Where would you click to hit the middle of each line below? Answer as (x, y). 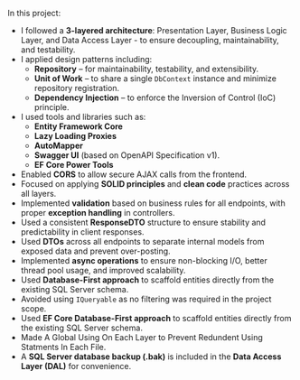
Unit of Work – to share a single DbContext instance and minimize (155, 79)
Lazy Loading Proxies (75, 136)
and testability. (48, 50)
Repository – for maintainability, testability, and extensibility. (146, 69)
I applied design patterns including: (86, 59)
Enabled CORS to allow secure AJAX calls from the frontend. (134, 174)
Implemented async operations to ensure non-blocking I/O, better (144, 260)
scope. (33, 309)
